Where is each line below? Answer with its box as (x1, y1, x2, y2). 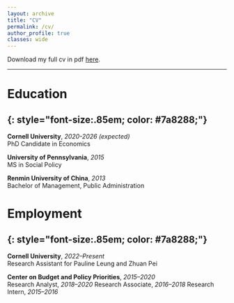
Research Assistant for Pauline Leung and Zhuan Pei (7, 259, 158, 268)
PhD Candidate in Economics (7, 140, 91, 148)
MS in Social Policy (7, 161, 62, 169)
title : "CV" (7, 17, 42, 24)
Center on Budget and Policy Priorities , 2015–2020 (7, 273, 155, 281)
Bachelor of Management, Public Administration (7, 182, 145, 190)
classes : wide (7, 36, 49, 43)
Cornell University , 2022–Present (7, 252, 104, 261)
